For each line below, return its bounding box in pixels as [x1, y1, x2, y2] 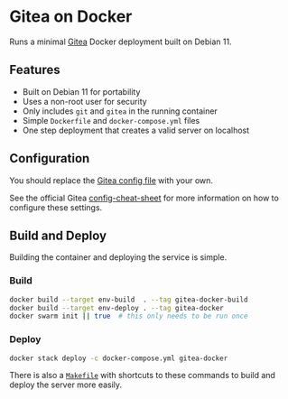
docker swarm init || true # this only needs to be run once [9, 311, 248, 321]
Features [9, 62, 60, 78]
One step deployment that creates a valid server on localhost [22, 125, 250, 135]
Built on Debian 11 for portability [22, 86, 141, 97]
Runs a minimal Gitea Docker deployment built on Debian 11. [9, 36, 232, 47]
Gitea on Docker [9, 6, 133, 27]
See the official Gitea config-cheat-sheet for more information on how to [9, 192, 280, 203]
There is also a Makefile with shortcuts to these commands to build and [9, 370, 275, 381]
